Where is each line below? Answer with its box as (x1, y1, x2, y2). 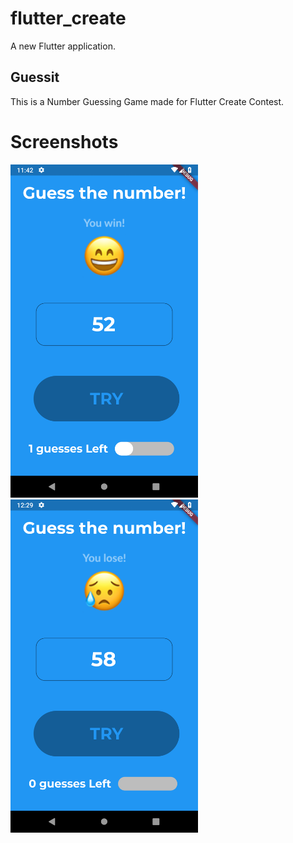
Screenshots (10, 130, 119, 153)
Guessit (10, 69, 60, 86)
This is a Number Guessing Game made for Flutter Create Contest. (10, 95, 285, 107)
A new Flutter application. (10, 40, 116, 52)
